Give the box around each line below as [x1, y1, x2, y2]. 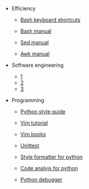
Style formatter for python [20, 153, 83, 160]
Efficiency [11, 5, 36, 12]
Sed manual [20, 39, 49, 46]
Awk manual [20, 50, 50, 57]
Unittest [20, 142, 40, 149]
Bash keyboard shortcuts [20, 16, 81, 23]
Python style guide [20, 108, 66, 115]
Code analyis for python [20, 165, 79, 171]
